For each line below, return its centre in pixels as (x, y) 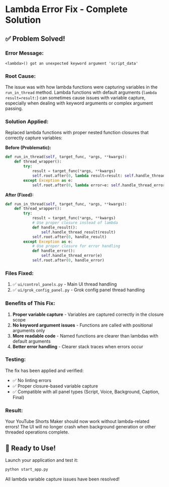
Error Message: (24, 53)
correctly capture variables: (34, 138)
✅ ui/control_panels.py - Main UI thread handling (65, 284)
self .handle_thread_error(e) (71, 256)
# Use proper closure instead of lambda (75, 223)
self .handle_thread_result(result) (78, 232)
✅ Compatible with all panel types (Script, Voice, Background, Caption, (86, 392)
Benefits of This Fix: (30, 303)
